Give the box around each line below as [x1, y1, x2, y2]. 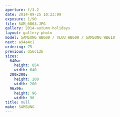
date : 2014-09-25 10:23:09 [5, 12, 61, 17]
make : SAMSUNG [5, 105, 35, 110]
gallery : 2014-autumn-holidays [5, 26, 70, 31]
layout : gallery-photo [5, 30, 52, 35]
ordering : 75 [5, 44, 32, 49]
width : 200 [14, 81, 37, 86]
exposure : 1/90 [5, 16, 37, 21]
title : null [5, 100, 30, 105]
